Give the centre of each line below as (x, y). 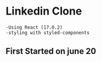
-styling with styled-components (48, 33)
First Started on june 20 (51, 51)
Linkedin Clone (44, 11)
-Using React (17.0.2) (34, 27)
